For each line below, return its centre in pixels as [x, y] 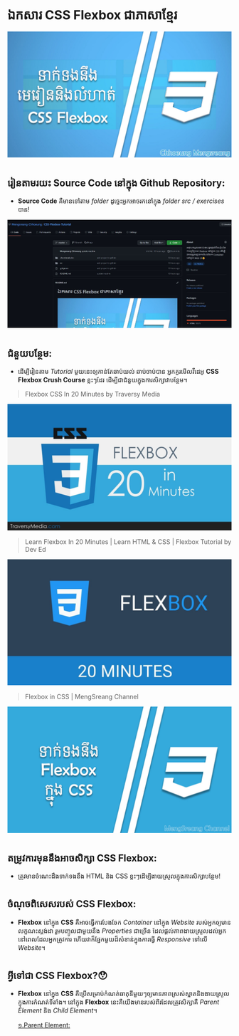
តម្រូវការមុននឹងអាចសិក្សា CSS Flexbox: [83, 858]
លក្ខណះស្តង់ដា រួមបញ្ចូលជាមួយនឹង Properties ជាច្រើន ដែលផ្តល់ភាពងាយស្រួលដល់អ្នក [122, 931]
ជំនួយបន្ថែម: [30, 354]
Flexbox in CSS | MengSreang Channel [81, 697]
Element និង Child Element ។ [57, 1010]
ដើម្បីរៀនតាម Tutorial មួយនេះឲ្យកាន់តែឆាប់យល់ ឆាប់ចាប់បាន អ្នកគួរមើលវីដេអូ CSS [118, 372]
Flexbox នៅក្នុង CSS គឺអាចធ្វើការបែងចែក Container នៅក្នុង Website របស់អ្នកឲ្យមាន [124, 922]
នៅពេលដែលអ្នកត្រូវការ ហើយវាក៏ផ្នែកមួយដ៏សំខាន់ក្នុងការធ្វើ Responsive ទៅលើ [112, 939]
